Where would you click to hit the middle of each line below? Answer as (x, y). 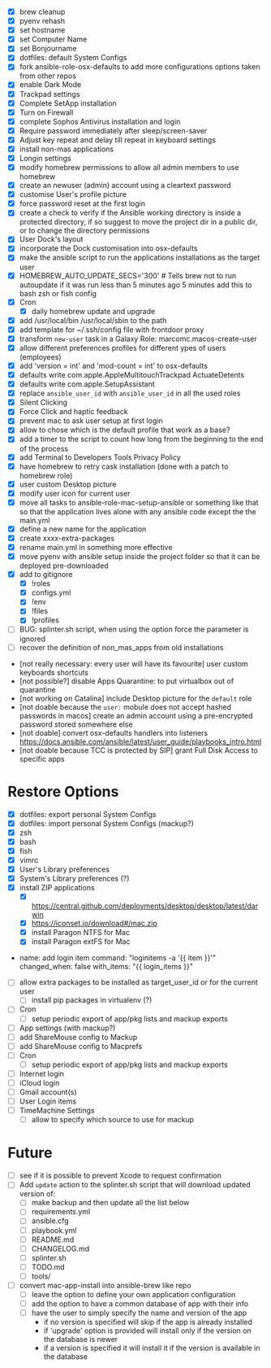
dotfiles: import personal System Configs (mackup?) (106, 823)
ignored (32, 639)
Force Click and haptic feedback (73, 412)
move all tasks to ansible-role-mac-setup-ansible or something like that (139, 502)
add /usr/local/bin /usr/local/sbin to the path (93, 320)
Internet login (41, 1073)
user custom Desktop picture (68, 484)
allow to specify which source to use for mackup (113, 1120)
